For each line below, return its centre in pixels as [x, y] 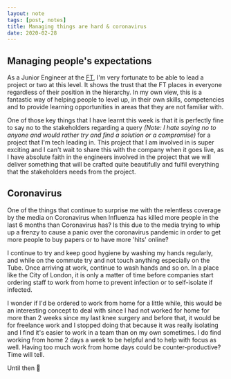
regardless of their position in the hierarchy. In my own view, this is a [105, 92]
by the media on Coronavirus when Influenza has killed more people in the [113, 217]
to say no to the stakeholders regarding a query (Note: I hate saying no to [112, 128]
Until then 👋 [24, 368]
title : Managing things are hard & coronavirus [77, 26]
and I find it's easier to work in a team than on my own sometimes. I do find [114, 332]
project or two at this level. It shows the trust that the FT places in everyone [115, 85]
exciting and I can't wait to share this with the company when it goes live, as [115, 150]
